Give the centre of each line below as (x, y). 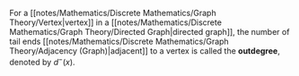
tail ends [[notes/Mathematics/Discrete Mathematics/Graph (119, 41)
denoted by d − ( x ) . (42, 61)
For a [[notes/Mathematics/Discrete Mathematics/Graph (113, 13)
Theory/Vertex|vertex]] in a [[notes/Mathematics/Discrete (116, 22)
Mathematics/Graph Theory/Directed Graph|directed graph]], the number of (149, 32)
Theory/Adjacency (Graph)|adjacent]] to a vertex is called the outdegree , (145, 51)
